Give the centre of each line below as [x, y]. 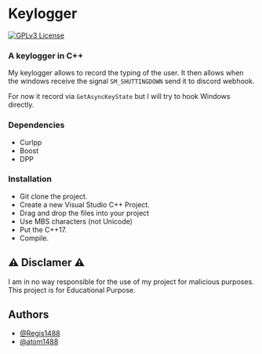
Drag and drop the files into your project [84, 213]
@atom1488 [39, 341]
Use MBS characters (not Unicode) [76, 221]
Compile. [34, 238]
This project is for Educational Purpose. [72, 290]
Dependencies [36, 125]
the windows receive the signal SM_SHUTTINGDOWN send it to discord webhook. [131, 81]
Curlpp [31, 142]
